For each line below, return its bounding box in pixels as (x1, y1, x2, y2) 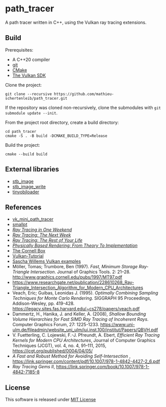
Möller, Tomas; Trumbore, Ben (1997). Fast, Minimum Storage (12, 264, 138, 270)
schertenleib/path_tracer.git (5, 96, 68, 101)
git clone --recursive (5, 91, 52, 97)
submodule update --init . (5, 110, 58, 116)
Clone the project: (5, 82, 42, 88)
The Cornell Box (12, 248, 46, 254)
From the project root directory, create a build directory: (5, 119, 119, 125)
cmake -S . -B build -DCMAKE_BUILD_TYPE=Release (5, 133, 108, 138)
